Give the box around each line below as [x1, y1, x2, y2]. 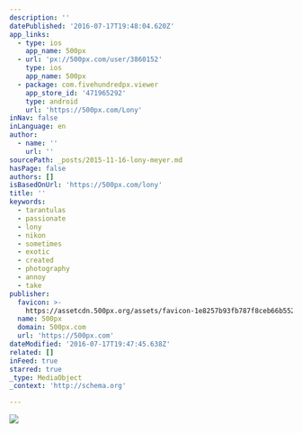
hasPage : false [9, 164, 67, 173]
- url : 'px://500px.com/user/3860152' [17, 55, 164, 64]
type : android [25, 96, 78, 106]
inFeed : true [9, 356, 58, 365]
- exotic [17, 248, 50, 257]
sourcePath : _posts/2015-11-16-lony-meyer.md [9, 155, 182, 165]
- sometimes [17, 239, 63, 248]
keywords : [9, 197, 47, 207]
